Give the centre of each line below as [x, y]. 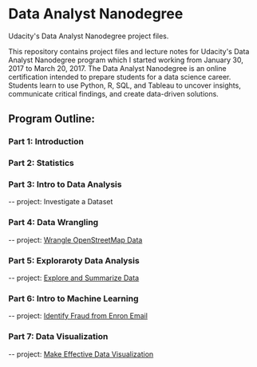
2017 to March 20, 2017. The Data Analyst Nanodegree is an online [117, 68]
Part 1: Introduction [46, 142]
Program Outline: [52, 119]
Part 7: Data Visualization [58, 337]
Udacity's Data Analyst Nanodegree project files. [89, 36]
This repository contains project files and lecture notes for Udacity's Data [129, 51]
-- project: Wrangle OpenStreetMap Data [75, 239]
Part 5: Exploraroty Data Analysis [74, 260]
